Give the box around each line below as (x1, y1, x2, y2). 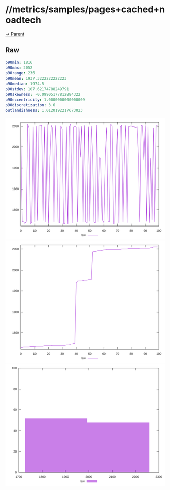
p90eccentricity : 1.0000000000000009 (5, 97, 85, 102)
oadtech (5, 14, 42, 26)
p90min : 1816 (5, 60, 33, 65)
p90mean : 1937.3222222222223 (5, 76, 67, 81)
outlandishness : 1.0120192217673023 (5, 108, 83, 113)
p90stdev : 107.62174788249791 (5, 87, 70, 92)
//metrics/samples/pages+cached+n (5, 4, 165, 15)
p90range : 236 (5, 70, 36, 76)
